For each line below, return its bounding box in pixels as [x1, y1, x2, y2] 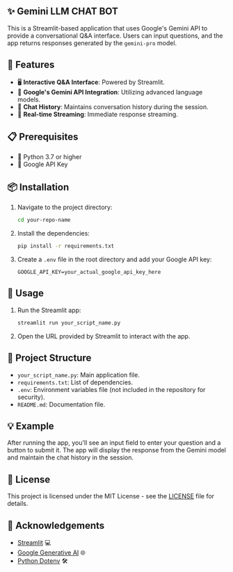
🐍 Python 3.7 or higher [17, 153, 82, 161]
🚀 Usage [7, 288, 44, 300]
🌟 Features [7, 59, 55, 71]
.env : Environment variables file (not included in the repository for [17, 385, 206, 393]
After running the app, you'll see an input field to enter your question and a [7, 439, 221, 447]
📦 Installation [7, 181, 70, 193]
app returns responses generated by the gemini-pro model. [7, 38, 177, 47]
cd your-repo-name [17, 217, 71, 224]
